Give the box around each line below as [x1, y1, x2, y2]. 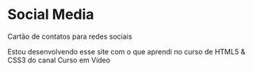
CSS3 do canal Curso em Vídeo [7, 55, 111, 65]
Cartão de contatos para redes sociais [7, 32, 132, 41]
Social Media [7, 6, 94, 24]
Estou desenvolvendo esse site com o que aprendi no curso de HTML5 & [7, 47, 246, 56]
